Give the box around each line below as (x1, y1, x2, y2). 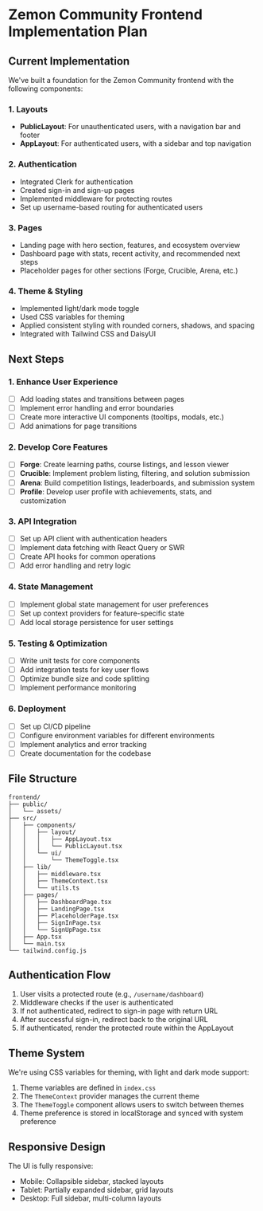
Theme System (8, 1046, 85, 1060)
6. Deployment (8, 703, 66, 714)
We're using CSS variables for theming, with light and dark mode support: (8, 1067, 249, 1077)
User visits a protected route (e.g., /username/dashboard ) (19, 989, 204, 999)
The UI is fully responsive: (8, 1162, 94, 1171)
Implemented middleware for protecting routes (19, 194, 172, 203)
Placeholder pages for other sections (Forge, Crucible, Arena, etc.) (19, 265, 238, 275)
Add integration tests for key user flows (19, 665, 149, 674)
